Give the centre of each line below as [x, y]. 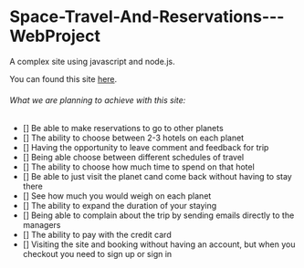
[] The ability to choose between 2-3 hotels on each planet [133, 138]
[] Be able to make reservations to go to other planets [123, 129]
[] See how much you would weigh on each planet [117, 196]
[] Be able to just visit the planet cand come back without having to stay [157, 177]
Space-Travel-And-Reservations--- [147, 17]
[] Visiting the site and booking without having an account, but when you [159, 244]
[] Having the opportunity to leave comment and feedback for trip [146, 148]
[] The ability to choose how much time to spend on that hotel [139, 167]
